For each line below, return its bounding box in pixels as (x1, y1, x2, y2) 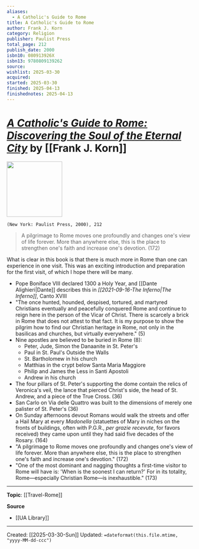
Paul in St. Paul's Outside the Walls (24, 349, 109, 356)
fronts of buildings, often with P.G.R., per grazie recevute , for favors (15, 424, 181, 431)
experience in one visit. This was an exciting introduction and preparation (6, 262, 185, 269)
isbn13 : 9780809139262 (6, 58, 63, 64)
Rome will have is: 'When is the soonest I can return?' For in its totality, (15, 468, 187, 475)
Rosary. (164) (15, 436, 48, 443)
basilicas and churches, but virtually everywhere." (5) (15, 330, 145, 337)
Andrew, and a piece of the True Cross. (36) (15, 393, 123, 400)
